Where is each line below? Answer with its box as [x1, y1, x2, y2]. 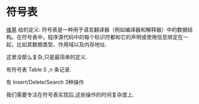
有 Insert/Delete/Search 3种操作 [6, 78, 84, 86]
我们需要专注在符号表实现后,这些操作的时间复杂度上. [6, 91, 135, 98]
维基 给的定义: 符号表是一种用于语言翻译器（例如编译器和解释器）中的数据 [6, 26, 188, 33]
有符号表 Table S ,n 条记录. [6, 66, 72, 73]
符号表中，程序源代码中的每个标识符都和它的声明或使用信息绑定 [21, 33, 178, 40]
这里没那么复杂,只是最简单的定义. [6, 53, 88, 60]
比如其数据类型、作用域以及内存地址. [16, 41, 107, 48]
